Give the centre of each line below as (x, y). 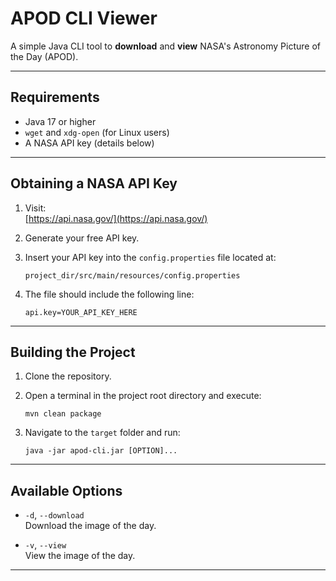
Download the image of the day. (90, 526)
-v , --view (45, 545)
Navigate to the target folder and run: (102, 433)
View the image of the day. (80, 556)
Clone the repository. (68, 376)
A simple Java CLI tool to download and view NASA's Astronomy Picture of (165, 46)
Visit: (35, 208)
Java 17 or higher (60, 121)
